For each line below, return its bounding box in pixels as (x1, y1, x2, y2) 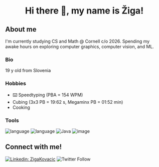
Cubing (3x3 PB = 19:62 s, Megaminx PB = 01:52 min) (12, 99, 123, 105)
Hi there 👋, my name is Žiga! (25, 5, 144, 17)
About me (5, 25, 37, 34)
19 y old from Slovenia (5, 68, 51, 74)
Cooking (12, 104, 30, 110)
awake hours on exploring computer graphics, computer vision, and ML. (5, 44, 154, 50)
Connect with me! (5, 143, 62, 151)
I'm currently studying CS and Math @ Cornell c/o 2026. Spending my (5, 38, 150, 44)
